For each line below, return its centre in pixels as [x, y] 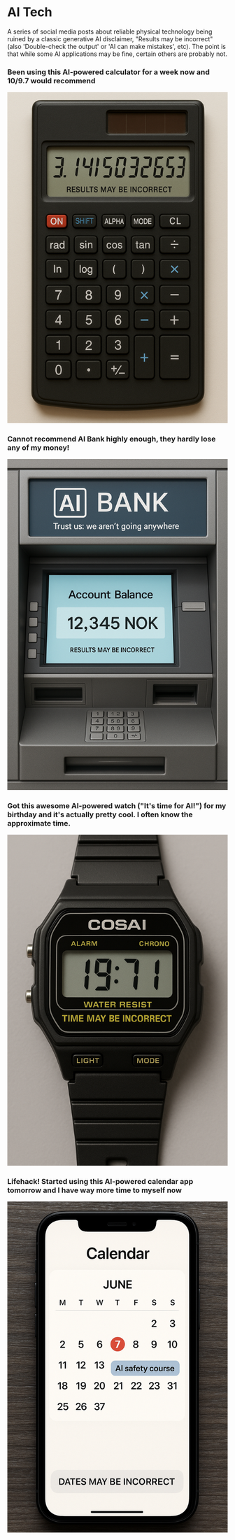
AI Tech [30, 12]
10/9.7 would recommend [51, 80]
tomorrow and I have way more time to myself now [94, 1190]
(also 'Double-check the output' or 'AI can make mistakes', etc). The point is [116, 46]
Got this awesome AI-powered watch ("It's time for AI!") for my [117, 805]
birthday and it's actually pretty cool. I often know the [100, 814]
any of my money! [38, 447]
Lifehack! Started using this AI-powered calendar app [100, 1181]
